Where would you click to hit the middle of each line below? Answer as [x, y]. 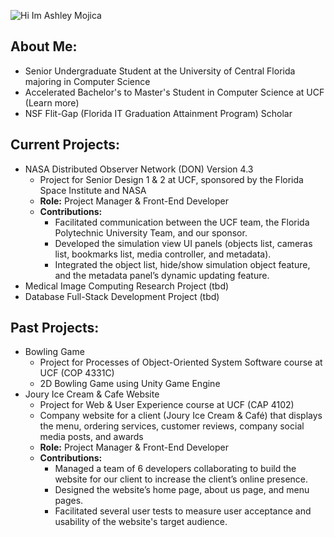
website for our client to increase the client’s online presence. [181, 479]
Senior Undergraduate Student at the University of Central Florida [160, 71]
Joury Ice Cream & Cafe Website [92, 394]
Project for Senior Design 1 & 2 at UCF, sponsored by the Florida [171, 179]
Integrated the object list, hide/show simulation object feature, [182, 264]
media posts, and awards [91, 437]
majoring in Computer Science [87, 81]
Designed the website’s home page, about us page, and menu [182, 490]
